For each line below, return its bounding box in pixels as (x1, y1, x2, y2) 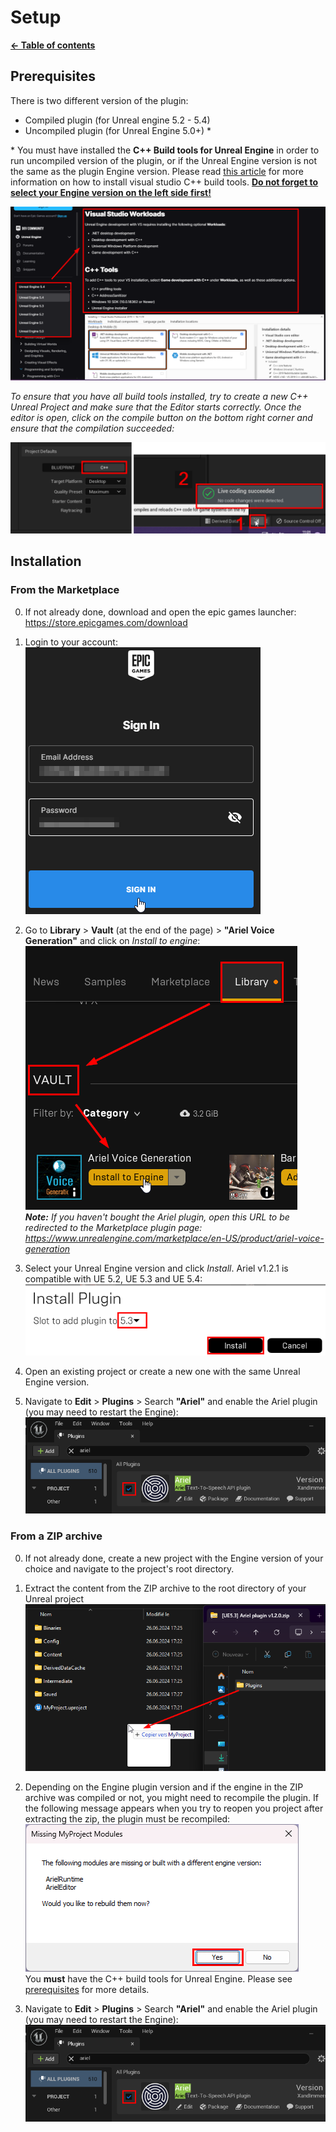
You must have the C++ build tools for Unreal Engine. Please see (24, 1973, 293, 1985)
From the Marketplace (10, 583, 120, 597)
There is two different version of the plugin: (10, 94, 189, 106)
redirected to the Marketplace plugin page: (24, 1221, 203, 1233)
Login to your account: (24, 636, 118, 648)
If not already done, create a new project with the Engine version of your (24, 1552, 324, 1564)
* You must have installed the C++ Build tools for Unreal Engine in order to (10, 144, 320, 156)
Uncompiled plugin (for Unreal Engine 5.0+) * (24, 124, 212, 136)
